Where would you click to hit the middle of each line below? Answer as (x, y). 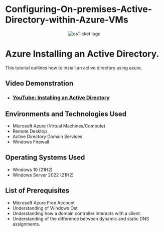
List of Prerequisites (37, 191)
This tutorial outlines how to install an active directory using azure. (74, 67)
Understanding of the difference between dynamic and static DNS (81, 218)
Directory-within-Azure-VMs (67, 20)
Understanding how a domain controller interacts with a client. (77, 213)
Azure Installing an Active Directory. (82, 54)
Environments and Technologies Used (66, 114)
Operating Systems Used (45, 158)
